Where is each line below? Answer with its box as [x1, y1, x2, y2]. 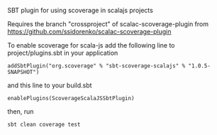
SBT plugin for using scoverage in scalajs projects [7, 6, 154, 14]
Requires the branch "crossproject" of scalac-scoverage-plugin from [7, 20, 209, 28]
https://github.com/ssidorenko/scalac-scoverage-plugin [7, 28, 172, 36]
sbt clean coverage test [7, 121, 81, 128]
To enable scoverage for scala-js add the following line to [7, 41, 175, 49]
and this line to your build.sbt [7, 81, 92, 90]
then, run [7, 107, 34, 116]
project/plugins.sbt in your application [7, 49, 118, 57]
